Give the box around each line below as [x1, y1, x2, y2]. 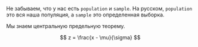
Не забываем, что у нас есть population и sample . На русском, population [6, 5, 193, 12]
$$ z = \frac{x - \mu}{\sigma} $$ [60, 34, 141, 41]
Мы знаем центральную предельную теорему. [6, 23, 125, 29]
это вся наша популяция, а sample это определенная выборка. [6, 11, 165, 18]
